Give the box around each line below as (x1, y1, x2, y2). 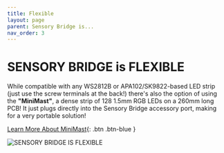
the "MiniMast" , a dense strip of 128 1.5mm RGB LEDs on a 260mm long (7, 97, 214, 105)
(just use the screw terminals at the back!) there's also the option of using (7, 89, 218, 98)
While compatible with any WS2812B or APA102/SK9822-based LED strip (7, 82, 216, 91)
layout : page (7, 17, 45, 24)
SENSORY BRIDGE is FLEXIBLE (7, 60, 185, 75)
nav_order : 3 (7, 29, 45, 37)
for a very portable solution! (7, 111, 86, 120)
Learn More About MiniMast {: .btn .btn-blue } (7, 125, 136, 134)
